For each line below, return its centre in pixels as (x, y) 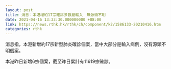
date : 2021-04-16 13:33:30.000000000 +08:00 (53, 19)
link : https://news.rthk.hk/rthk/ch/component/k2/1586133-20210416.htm (83, 24)
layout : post (19, 10)
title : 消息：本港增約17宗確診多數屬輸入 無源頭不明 (56, 15)
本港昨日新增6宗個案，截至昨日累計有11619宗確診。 (59, 61)
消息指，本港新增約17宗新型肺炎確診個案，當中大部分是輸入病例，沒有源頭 (83, 44)
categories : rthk (24, 29)
